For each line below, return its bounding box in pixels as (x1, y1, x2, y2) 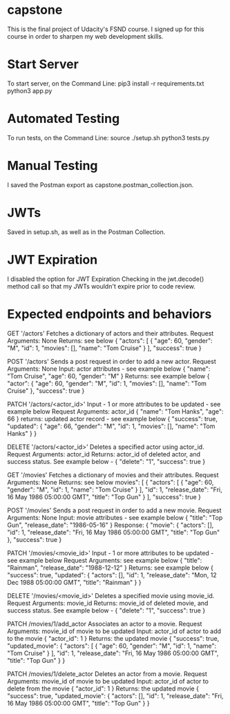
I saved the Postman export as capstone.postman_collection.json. (7, 180, 194, 189)
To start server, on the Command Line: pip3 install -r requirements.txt (7, 79, 204, 88)
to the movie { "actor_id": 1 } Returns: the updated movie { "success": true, (7, 634, 220, 642)
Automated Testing (7, 111, 120, 126)
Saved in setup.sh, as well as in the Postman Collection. (7, 227, 166, 236)
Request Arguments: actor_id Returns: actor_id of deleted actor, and (7, 450, 201, 458)
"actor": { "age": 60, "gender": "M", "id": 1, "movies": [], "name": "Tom (7, 379, 207, 387)
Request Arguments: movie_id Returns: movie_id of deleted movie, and (7, 599, 209, 607)
